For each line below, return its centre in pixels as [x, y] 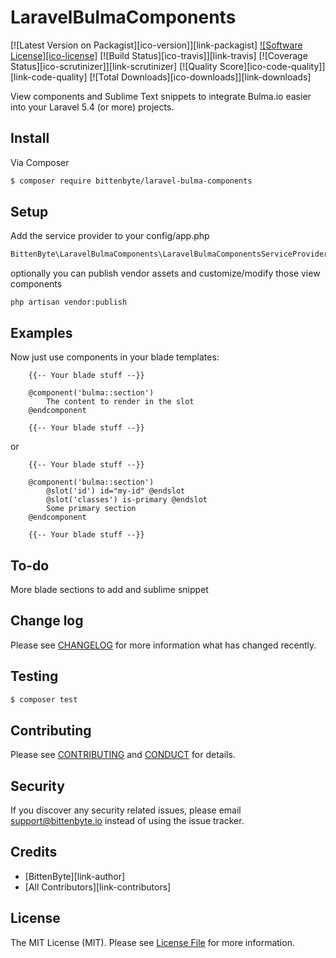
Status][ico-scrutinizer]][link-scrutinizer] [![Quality [114, 66]
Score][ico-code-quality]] [272, 66]
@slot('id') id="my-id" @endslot [116, 491]
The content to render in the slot [120, 402]
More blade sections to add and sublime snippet [109, 589]
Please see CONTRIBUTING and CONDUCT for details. [123, 755]
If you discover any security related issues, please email [126, 810]
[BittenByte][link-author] [75, 876]
